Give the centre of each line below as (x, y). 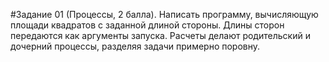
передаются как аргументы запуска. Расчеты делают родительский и (160, 35)
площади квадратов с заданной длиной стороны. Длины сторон (147, 25)
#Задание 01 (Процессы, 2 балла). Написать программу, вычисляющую (164, 14)
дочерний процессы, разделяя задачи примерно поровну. (135, 46)
